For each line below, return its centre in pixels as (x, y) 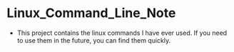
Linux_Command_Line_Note (91, 13)
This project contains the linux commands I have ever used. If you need (122, 33)
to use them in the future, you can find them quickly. (94, 40)
